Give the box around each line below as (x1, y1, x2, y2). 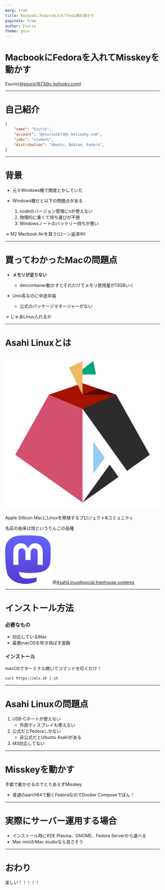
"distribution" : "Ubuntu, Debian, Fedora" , (14, 142, 105, 147)
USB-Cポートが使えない (12, 716, 61, 722)
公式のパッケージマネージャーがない (19, 303, 93, 309)
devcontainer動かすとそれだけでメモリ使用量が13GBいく (19, 282, 134, 288)
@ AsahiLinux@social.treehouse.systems (52, 580, 135, 585)
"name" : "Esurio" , (14, 126, 52, 131)
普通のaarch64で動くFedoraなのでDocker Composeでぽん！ (12, 792, 135, 798)
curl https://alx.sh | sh (5, 675, 58, 681)
